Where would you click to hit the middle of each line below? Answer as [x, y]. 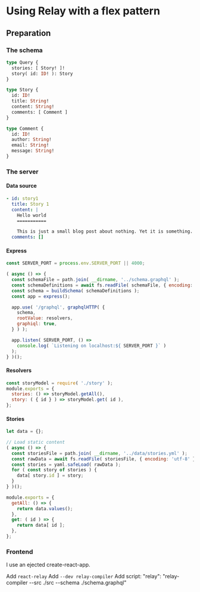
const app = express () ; [41, 296]
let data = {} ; [25, 432]
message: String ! [33, 151]
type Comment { [25, 129]
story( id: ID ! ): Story [42, 74]
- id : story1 [22, 199]
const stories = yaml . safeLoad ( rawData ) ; [66, 465]
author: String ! [32, 140]
